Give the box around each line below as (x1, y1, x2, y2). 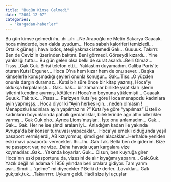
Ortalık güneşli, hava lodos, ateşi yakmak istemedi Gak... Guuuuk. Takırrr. (5, 46, 159, 53)
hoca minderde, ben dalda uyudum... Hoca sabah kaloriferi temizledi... (5, 41, 153, 47)
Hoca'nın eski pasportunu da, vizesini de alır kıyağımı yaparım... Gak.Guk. (5, 155, 160, 161)
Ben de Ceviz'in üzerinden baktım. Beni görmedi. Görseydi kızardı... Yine (5, 52, 158, 58)
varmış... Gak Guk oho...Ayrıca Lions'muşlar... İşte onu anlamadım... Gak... (5, 117, 160, 123)
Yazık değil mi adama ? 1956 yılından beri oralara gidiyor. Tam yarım (5, 160, 148, 166)
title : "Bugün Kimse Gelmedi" (5, 7, 70, 13)
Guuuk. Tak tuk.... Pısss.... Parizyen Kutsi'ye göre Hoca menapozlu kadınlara (5, 95, 165, 101)
